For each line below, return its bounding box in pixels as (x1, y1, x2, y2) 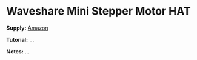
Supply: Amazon (6, 24, 48, 32)
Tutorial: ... (6, 36, 35, 43)
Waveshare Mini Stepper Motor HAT (6, 4, 191, 18)
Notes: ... (6, 47, 30, 55)
